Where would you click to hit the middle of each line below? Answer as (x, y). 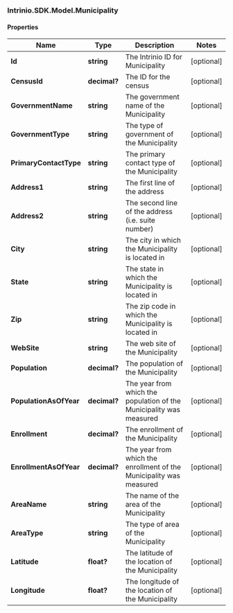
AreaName (29, 505)
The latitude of (149, 553)
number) (139, 229)
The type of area (153, 525)
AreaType (27, 533)
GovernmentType (40, 134)
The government (152, 97)
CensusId (27, 81)
